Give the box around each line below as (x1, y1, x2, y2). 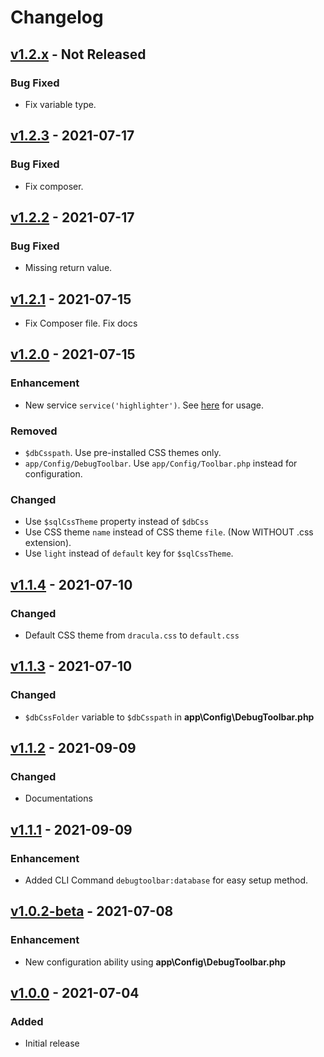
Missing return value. (24, 262, 113, 274)
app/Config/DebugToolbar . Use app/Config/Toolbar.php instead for (24, 457, 298, 470)
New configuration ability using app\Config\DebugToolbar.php (24, 956, 287, 968)
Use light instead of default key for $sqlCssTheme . (24, 547, 234, 560)
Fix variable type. (24, 98, 97, 110)
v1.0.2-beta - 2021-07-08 (10, 903, 174, 920)
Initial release (24, 1037, 80, 1050)
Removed (10, 424, 58, 438)
